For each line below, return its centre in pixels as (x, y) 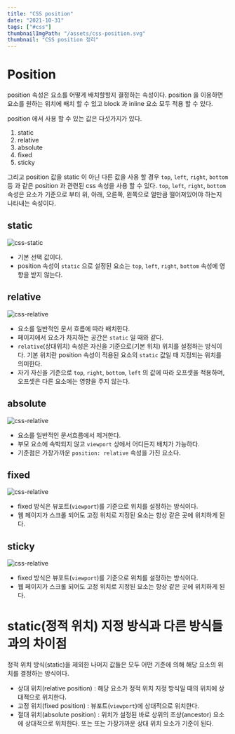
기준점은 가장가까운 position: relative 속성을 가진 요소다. (99, 453)
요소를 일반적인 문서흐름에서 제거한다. (69, 435)
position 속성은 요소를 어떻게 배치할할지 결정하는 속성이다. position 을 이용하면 (115, 95)
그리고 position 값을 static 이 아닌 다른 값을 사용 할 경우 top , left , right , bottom (118, 177)
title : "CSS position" (40, 14)
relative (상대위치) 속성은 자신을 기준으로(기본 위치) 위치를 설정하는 (110, 346)
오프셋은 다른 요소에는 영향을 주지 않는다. (74, 381)
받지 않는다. (47, 274)
